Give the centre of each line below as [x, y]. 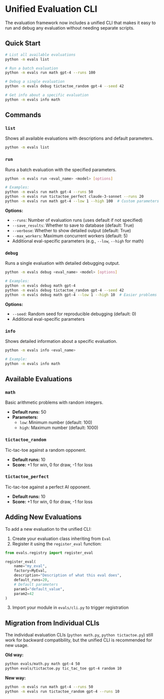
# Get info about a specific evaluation [47, 95]
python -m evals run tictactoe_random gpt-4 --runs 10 [62, 691]
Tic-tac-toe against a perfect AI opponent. [48, 487]
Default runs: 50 [29, 412]
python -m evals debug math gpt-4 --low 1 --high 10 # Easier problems [81, 295]
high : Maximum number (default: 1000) [59, 428]
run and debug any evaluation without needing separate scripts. [70, 28]
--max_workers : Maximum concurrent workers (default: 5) [70, 236]
